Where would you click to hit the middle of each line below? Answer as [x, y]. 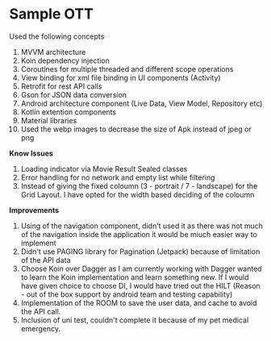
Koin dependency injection [65, 60]
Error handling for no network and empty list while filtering [118, 177]
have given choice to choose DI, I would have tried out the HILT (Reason [140, 285]
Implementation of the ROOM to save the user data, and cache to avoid [139, 302]
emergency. [41, 328]
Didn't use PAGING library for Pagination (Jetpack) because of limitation [140, 252]
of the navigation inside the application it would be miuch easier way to [139, 234]
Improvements [34, 210]
